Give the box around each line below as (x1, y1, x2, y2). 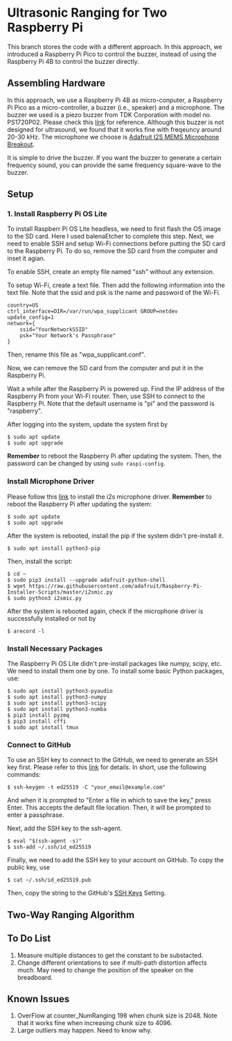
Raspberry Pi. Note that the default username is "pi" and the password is (7, 399, 215, 408)
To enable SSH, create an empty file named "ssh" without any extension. (7, 268, 215, 276)
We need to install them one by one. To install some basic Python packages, (7, 667, 224, 676)
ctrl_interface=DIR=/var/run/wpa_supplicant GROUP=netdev (7, 308, 178, 315)
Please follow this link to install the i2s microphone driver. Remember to (7, 492, 213, 501)
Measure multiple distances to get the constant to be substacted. (17, 951, 204, 959)
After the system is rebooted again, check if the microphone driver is (7, 607, 204, 615)
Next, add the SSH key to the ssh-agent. (7, 824, 123, 833)
